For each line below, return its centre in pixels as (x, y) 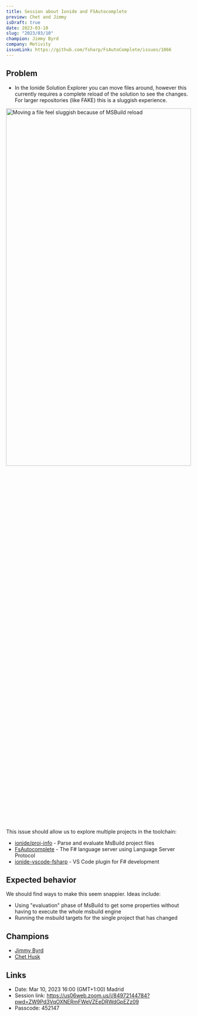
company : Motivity (28, 45)
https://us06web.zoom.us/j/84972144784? (98, 995)
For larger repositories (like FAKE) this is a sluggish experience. (91, 100)
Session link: (30, 995)
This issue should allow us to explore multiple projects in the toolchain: (91, 831)
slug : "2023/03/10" (30, 33)
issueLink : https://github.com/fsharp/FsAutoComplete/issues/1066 (89, 50)
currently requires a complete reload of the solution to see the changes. (101, 94)
